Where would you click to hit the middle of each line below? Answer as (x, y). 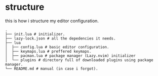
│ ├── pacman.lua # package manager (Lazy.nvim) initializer (70, 56)
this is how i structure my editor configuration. (52, 21)
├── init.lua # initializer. (35, 34)
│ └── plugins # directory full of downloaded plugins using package (79, 60)
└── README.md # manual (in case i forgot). (52, 69)
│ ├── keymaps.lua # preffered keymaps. (48, 51)
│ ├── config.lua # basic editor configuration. (57, 47)
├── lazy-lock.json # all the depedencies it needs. (60, 38)
